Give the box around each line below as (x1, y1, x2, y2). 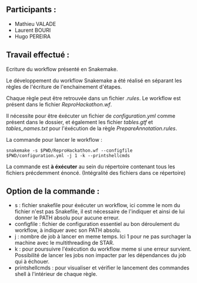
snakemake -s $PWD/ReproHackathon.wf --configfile (6, 147, 133, 154)
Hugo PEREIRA (14, 32, 51, 40)
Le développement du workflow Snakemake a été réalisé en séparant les (6, 76, 182, 84)
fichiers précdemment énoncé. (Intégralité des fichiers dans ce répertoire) (6, 169, 186, 176)
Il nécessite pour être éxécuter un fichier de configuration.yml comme (6, 112, 176, 119)
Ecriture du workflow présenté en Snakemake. (6, 65, 118, 72)
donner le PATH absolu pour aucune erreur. (14, 214, 120, 221)
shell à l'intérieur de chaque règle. (14, 271, 98, 278)
